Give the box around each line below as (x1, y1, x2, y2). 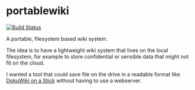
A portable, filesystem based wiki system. (6, 35, 108, 42)
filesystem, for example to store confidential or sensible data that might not (6, 53, 189, 60)
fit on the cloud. (6, 59, 45, 66)
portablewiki (6, 4, 70, 18)
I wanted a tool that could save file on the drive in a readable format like (6, 70, 180, 78)
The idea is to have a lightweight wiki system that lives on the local (6, 46, 168, 54)
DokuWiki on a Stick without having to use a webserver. (6, 77, 142, 84)
